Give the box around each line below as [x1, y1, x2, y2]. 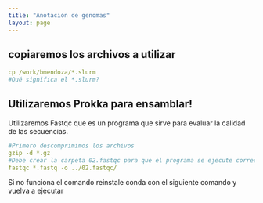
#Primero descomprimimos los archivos [8, 142, 135, 150]
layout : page [8, 19, 51, 27]
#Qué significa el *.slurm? [8, 76, 100, 84]
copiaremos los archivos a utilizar [8, 48, 176, 61]
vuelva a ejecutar [8, 186, 64, 196]
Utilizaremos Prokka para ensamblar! [8, 97, 193, 111]
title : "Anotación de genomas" [8, 11, 110, 20]
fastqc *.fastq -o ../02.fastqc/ [8, 164, 117, 172]
